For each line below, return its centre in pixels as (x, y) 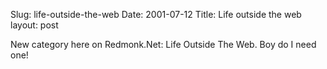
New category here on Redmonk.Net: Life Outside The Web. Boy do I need (163, 44)
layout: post (34, 25)
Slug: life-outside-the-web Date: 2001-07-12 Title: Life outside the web (156, 14)
